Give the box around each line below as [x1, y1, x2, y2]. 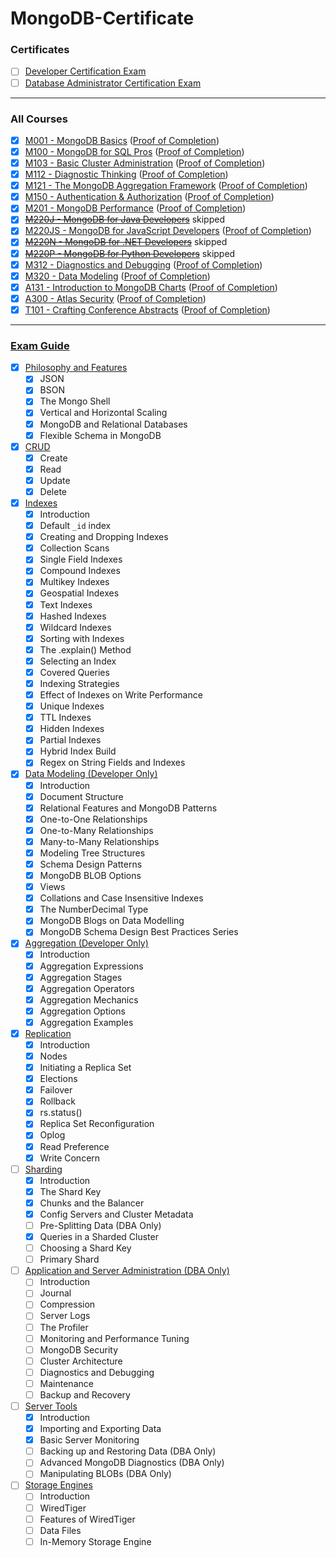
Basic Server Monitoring [39, 1434, 140, 1446]
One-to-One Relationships [39, 813, 148, 825]
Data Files [39, 1524, 82, 1536]
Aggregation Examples [39, 1016, 134, 1028]
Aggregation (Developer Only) [24, 937, 149, 949]
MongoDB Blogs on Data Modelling [39, 915, 185, 927]
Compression [39, 1298, 96, 1311]
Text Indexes [39, 598, 93, 611]
